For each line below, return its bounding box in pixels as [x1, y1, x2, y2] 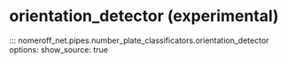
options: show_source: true [9, 44, 109, 54]
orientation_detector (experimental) [9, 6, 279, 26]
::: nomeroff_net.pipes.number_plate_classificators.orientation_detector [9, 35, 269, 45]
